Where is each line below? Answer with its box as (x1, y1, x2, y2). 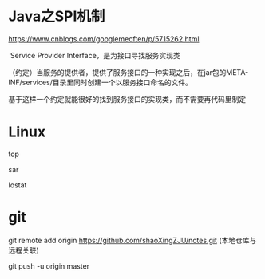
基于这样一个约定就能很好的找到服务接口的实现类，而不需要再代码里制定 (8, 94, 246, 104)
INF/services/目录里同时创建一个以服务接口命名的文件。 (8, 77, 193, 87)
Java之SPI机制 (8, 7, 105, 26)
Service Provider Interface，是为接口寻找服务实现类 (10, 50, 181, 60)
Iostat (8, 180, 27, 190)
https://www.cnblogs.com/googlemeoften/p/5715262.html (8, 33, 200, 44)
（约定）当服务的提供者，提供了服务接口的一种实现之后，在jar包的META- (8, 67, 249, 77)
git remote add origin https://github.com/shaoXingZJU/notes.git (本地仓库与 (8, 235, 257, 245)
